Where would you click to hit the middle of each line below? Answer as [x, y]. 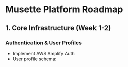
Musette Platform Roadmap [64, 9]
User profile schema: [35, 59]
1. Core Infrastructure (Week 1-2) [58, 28]
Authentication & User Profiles [44, 43]
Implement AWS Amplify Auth [43, 53]
